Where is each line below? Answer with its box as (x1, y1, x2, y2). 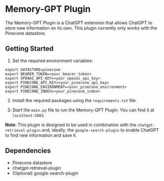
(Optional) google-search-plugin (12, 170, 79, 176)
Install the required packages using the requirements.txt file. (12, 97, 137, 103)
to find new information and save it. (5, 132, 78, 138)
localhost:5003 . (12, 112, 45, 118)
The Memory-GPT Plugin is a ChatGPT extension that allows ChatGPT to (5, 20, 153, 26)
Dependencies (5, 146, 51, 155)
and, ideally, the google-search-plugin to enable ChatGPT (41, 127, 159, 133)
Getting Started (5, 44, 54, 53)
